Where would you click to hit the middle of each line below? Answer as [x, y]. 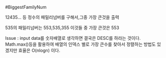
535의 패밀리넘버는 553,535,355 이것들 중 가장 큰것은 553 [62, 28]
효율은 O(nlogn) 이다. [39, 50]
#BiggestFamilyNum [26, 7]
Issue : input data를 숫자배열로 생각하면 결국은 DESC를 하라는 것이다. [73, 38]
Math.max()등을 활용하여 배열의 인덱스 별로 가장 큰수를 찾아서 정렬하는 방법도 [81, 44]
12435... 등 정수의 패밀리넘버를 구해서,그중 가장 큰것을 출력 [62, 17]
